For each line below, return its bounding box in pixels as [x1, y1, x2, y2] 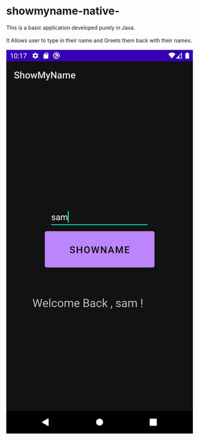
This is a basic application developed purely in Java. [6, 24, 135, 31]
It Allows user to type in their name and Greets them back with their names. [6, 37, 192, 44]
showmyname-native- [6, 4, 120, 18]
